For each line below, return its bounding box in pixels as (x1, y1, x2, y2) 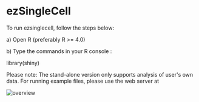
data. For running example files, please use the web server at (6, 77, 160, 84)
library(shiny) (6, 59, 40, 66)
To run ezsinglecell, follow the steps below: (6, 24, 114, 31)
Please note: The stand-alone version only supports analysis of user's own (6, 71, 194, 78)
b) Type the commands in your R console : (6, 47, 112, 55)
